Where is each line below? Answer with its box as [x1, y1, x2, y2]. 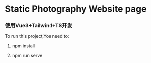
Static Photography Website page [5, 3, 147, 15]
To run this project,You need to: [5, 33, 69, 39]
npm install [12, 43, 35, 49]
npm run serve [12, 53, 43, 59]
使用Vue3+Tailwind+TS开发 [5, 22, 73, 29]
